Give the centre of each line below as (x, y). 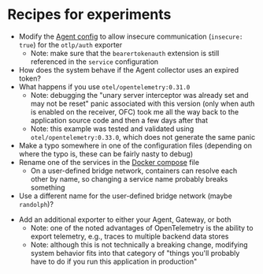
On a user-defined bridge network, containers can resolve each (134, 171)
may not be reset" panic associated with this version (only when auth (143, 103)
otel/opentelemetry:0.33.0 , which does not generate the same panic (143, 137)
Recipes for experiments (89, 15)
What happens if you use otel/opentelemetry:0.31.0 (104, 86)
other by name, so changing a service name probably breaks (129, 178)
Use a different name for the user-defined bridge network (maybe (126, 196)
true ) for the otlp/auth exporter (70, 44)
